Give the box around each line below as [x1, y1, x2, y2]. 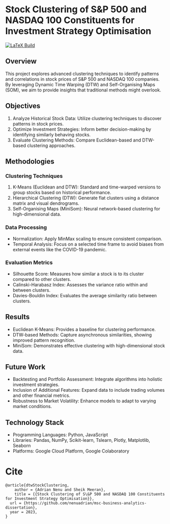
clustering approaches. [27, 142, 75, 149]
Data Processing [5, 224, 47, 231]
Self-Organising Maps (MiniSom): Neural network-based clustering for [12, 206, 160, 212]
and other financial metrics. [12, 392, 70, 399]
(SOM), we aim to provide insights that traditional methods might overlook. [5, 87, 161, 93]
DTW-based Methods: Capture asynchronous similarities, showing [12, 331, 152, 338]
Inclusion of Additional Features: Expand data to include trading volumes [12, 387, 165, 393]
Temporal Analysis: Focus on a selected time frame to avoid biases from [12, 241, 164, 247]
